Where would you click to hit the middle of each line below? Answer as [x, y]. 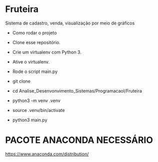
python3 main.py [30, 120]
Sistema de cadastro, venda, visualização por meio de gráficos [70, 23]
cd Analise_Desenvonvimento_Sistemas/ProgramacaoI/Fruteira [77, 90]
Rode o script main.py [35, 71]
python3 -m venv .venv [36, 100]
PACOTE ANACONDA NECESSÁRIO [79, 140]
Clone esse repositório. [36, 42]
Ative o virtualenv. [31, 61]
